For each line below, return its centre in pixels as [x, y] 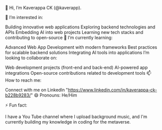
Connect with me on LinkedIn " [37, 90]
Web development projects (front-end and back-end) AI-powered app [76, 67]
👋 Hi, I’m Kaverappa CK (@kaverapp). [43, 8]
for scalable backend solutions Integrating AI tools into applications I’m [77, 53]
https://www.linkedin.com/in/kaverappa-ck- [112, 90]
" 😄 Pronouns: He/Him [54, 95]
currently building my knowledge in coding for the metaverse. [68, 122]
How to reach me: [23, 80]
